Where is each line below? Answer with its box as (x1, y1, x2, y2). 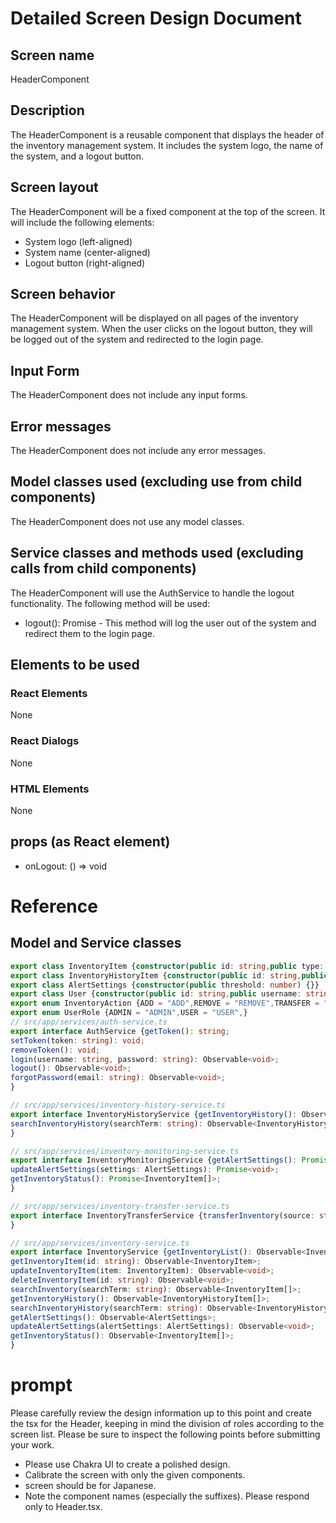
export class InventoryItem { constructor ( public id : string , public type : (10, 961, 325, 971)
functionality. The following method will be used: (10, 597, 211, 609)
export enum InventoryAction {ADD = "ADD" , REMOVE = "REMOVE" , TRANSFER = (10, 998, 320, 1009)
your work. (10, 1438, 55, 1451)
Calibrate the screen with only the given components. (24, 1468, 246, 1481)
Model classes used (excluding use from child (10, 473, 303, 491)
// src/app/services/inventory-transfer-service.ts (10, 1201, 230, 1211)
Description (10, 102, 85, 119)
